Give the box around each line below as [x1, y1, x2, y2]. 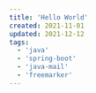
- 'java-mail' [17, 63, 69, 72]
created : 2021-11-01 [9, 21, 85, 30]
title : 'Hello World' [9, 12, 89, 22]
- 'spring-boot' [17, 54, 77, 63]
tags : [9, 37, 29, 47]
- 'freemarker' [17, 71, 73, 80]
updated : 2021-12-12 [9, 29, 85, 38]
